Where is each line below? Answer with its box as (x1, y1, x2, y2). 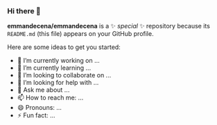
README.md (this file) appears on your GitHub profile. (7, 30, 154, 38)
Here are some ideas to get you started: (7, 43, 121, 51)
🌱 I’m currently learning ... (17, 64, 92, 72)
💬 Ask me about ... (17, 86, 70, 94)
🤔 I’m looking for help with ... (17, 79, 99, 87)
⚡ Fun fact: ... (17, 111, 55, 119)
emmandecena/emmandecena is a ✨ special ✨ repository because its (7, 22, 210, 30)
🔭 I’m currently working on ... (17, 57, 100, 65)
